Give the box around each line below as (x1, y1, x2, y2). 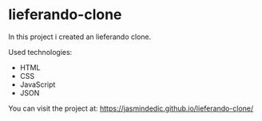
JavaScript (19, 80, 56, 89)
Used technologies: (8, 47, 73, 57)
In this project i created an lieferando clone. (8, 32, 152, 41)
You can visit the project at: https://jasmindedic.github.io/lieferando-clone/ (8, 103, 254, 113)
